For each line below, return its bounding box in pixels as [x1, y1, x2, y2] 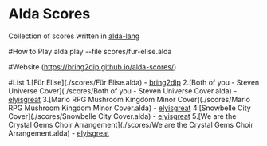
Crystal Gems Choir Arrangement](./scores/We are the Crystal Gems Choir [8, 120, 253, 129]
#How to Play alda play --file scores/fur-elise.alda [8, 46, 172, 56]
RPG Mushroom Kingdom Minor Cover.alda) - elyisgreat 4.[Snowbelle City [8, 103, 251, 112]
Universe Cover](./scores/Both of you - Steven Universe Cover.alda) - [8, 85, 238, 96]
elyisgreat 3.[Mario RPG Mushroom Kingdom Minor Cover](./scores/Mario [8, 94, 251, 104]
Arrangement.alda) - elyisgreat [8, 128, 110, 138]
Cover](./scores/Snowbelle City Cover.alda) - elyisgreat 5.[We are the [8, 111, 237, 120]
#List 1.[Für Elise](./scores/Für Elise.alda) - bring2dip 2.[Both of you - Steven [8, 77, 260, 87]
